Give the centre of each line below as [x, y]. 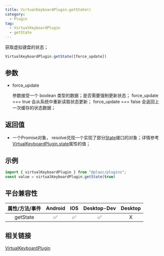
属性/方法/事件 [24, 208]
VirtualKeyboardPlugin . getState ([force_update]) [56, 57]
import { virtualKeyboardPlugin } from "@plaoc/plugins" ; [66, 172]
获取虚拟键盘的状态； [27, 47]
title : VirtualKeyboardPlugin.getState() [48, 10]
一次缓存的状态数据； [34, 108]
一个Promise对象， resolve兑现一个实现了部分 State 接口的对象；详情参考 [85, 137]
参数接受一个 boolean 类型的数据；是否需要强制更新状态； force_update [85, 95]
